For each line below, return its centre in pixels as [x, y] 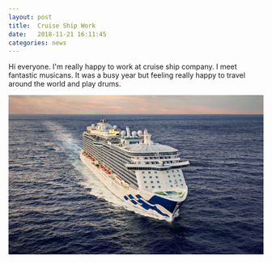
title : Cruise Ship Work [52, 25]
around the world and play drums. [65, 84]
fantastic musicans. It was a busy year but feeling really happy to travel [127, 75]
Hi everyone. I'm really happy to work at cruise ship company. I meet [123, 67]
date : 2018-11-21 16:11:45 [57, 34]
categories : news [38, 43]
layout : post [30, 17]
